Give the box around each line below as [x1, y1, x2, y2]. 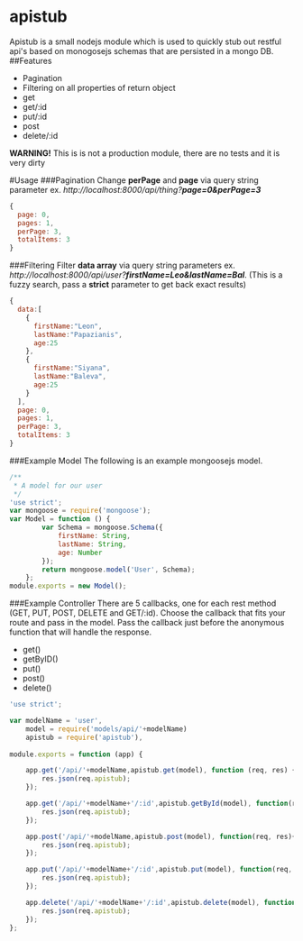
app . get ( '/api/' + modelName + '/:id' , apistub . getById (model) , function [25, 799, 289, 809]
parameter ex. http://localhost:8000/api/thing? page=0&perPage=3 [9, 184, 262, 195]
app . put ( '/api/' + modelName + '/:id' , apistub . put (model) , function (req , [25, 865, 293, 874]
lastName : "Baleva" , [32, 372, 106, 381]
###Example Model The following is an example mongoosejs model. [9, 455, 263, 466]
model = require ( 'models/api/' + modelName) [25, 724, 188, 734]
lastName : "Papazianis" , [32, 330, 124, 339]
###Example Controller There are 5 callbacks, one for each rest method [9, 598, 277, 609]
